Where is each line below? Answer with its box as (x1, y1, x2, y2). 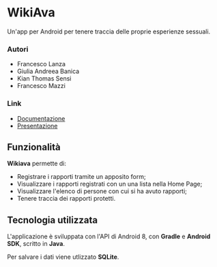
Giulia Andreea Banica (16, 67, 80, 76)
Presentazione (16, 122, 58, 130)
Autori (7, 44, 29, 54)
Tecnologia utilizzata (7, 214, 98, 226)
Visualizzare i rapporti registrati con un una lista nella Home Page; (16, 180, 203, 188)
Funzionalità (7, 141, 61, 153)
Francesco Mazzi (16, 82, 66, 90)
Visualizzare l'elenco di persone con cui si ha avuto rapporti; (16, 187, 188, 195)
